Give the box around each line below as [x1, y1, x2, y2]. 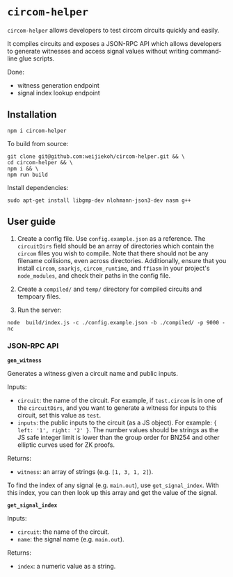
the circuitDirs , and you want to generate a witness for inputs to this [17, 403, 217, 412]
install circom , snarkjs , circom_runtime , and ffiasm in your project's [17, 264, 210, 272]
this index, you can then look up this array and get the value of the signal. [7, 488, 218, 496]
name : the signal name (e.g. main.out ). [17, 535, 124, 543]
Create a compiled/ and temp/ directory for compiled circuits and [17, 285, 202, 293]
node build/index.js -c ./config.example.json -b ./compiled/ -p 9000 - [7, 319, 226, 326]
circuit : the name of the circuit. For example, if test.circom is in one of [17, 396, 223, 404]
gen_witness [7, 357, 42, 364]
